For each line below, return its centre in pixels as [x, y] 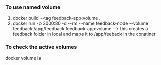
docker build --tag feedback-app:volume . [56, 18]
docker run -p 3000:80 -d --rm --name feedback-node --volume [80, 23]
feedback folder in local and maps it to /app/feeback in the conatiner [84, 34]
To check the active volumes [41, 47]
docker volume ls [23, 58]
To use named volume [33, 7]
